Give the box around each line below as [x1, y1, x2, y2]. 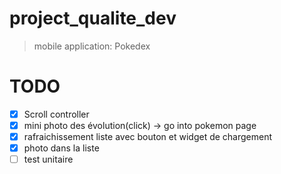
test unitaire [23, 153, 74, 166]
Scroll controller [23, 108, 90, 120]
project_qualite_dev [9, 7, 177, 30]
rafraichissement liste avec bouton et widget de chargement [23, 131, 273, 142]
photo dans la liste [23, 142, 100, 154]
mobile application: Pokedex [33, 40, 151, 52]
